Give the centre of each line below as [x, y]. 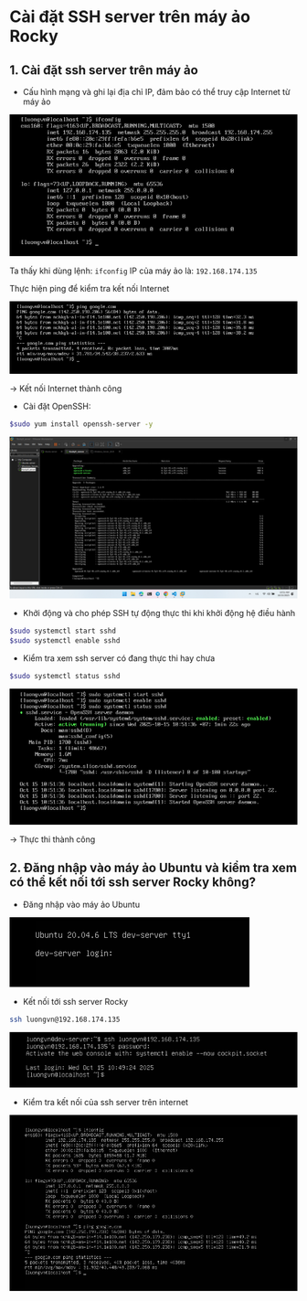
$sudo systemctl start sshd [63, 631]
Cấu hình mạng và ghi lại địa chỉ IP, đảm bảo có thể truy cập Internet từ [156, 92]
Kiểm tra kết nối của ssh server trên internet [106, 1102]
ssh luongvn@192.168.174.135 [65, 1019]
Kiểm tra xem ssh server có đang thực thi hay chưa [119, 658]
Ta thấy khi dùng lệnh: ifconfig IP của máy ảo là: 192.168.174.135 [133, 271]
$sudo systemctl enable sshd [65, 641]
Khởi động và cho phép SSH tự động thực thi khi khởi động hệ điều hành [159, 613]
